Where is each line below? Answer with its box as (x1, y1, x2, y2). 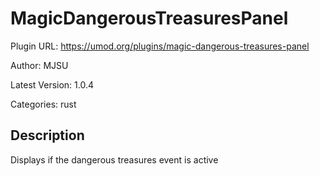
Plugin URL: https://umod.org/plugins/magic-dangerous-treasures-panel (10, 40, 310, 52)
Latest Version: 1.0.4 (10, 78, 95, 91)
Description (10, 127, 85, 144)
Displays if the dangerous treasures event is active (10, 153, 219, 166)
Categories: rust (10, 98, 77, 110)
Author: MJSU (10, 59, 69, 71)
